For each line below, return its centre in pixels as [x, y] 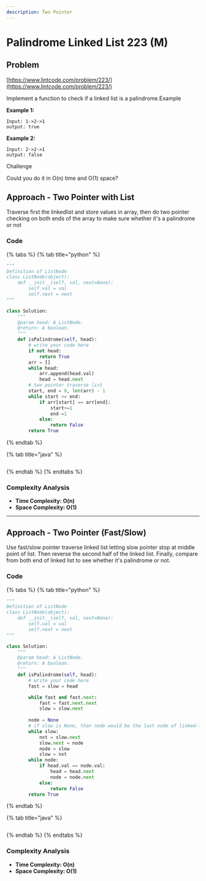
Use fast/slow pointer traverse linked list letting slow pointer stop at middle [101, 548]
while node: [44, 760]
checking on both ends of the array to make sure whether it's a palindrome [101, 219]
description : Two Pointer [39, 12]
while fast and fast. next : [63, 697]
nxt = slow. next [60, 737]
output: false [25, 155]
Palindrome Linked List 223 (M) [87, 42]
